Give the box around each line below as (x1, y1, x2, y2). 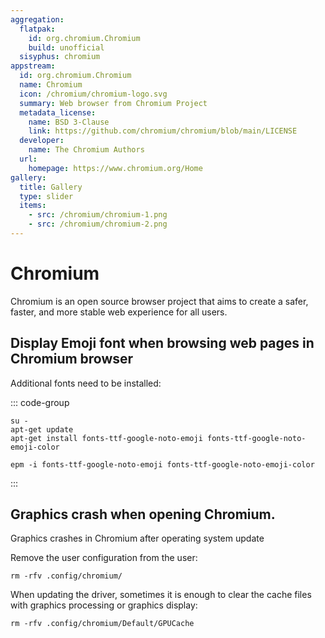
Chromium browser (10, 351, 134, 368)
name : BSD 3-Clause (28, 117, 110, 127)
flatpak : (19, 24, 56, 34)
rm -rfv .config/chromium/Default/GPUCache (10, 619, 195, 629)
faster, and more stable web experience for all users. (10, 306, 228, 318)
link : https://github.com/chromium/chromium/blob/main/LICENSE (28, 126, 298, 136)
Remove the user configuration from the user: (10, 552, 198, 564)
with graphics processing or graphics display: (10, 599, 198, 611)
